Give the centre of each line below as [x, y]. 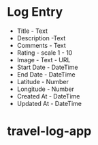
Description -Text [41, 38]
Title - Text [32, 31]
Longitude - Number [46, 89]
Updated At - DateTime [49, 103]
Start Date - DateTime [47, 67]
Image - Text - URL [44, 60]
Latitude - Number [43, 81]
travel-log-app [49, 131]
